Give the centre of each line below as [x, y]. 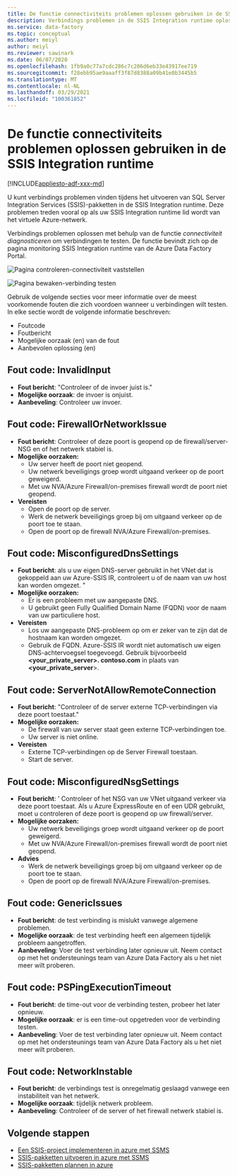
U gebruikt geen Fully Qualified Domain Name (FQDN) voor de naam [127, 608]
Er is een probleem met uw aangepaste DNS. [93, 600]
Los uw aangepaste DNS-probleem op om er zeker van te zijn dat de [128, 630]
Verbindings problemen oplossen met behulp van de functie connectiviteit [115, 233]
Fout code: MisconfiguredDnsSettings [93, 553]
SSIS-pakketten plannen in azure [65, 1165]
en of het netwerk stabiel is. [73, 449]
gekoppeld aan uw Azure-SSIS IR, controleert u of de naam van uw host [122, 578]
